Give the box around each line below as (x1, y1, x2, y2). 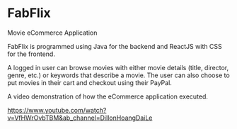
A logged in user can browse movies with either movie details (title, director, (7, 63, 229, 72)
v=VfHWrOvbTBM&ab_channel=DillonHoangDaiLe (7, 113, 153, 122)
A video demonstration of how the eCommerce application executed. (7, 92, 209, 101)
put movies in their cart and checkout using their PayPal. (7, 78, 172, 86)
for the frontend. (7, 50, 55, 58)
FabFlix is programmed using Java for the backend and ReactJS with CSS (7, 42, 222, 50)
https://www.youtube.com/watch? (7, 106, 107, 114)
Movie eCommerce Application (7, 28, 98, 37)
